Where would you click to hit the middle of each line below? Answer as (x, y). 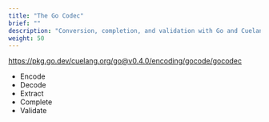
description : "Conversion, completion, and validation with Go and (123, 31)
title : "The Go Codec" (46, 16)
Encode (32, 76)
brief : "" (25, 23)
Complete (36, 102)
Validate (33, 111)
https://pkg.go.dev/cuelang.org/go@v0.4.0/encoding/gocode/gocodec (125, 61)
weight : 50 (26, 38)
